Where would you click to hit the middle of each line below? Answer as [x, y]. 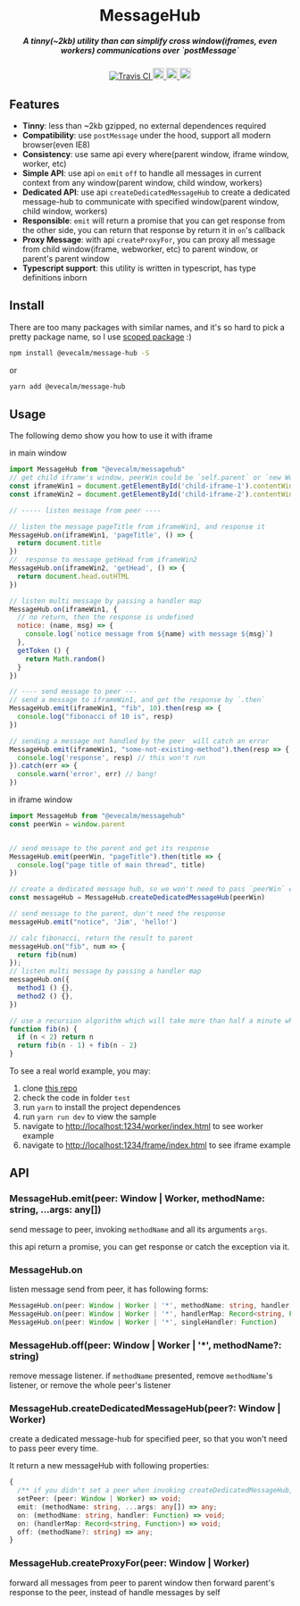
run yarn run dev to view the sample [89, 1117]
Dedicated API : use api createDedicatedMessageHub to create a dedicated [156, 192]
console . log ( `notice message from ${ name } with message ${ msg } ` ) [150, 634]
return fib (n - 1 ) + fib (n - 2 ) [78, 1046]
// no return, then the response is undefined [105, 617]
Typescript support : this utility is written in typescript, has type [139, 268]
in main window [38, 453]
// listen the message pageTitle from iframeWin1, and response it [137, 527]
